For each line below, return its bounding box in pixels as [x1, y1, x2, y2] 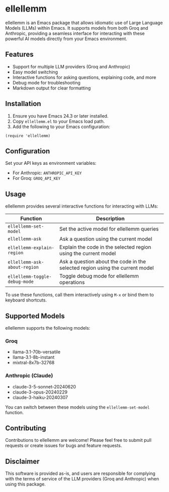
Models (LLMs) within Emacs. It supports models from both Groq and [5, 25, 148, 31]
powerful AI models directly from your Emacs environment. [5, 36, 127, 42]
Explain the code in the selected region [59, 244, 151, 251]
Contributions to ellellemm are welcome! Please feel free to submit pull [5, 437, 152, 443]
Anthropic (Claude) [5, 372, 53, 379]
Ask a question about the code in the [59, 258, 146, 265]
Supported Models [5, 312, 65, 320]
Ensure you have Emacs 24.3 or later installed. [12, 113, 109, 119]
